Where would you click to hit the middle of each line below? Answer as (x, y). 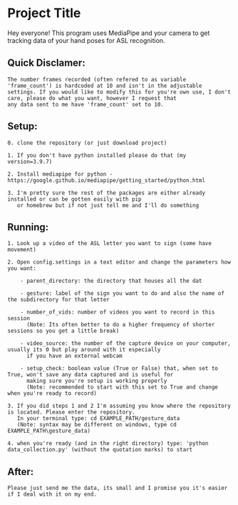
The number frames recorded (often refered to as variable (97, 79)
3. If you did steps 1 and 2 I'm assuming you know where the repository (119, 406)
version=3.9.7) (30, 161)
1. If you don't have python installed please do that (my (97, 155)
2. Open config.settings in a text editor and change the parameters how (119, 262)
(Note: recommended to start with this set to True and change (122, 387)
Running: (28, 227)
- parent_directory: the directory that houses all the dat (111, 281)
